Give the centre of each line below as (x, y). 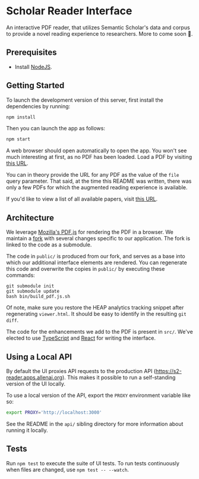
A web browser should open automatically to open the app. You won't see (97, 151)
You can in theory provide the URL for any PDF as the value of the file (93, 175)
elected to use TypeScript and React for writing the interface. (81, 338)
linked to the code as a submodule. (49, 245)
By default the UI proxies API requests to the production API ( (81, 371)
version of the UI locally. (36, 383)
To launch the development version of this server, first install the (85, 100)
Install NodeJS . (33, 67)
